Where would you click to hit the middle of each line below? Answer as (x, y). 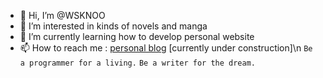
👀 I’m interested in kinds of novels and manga (113, 26)
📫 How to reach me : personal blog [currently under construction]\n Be (166, 48)
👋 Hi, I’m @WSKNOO (62, 15)
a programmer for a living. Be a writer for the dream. (138, 63)
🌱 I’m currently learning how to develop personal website (137, 36)
